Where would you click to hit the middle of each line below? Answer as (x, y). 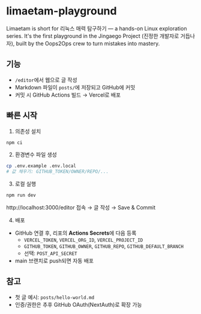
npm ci (14, 142)
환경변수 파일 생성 (36, 155)
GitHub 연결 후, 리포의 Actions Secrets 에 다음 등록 (76, 233)
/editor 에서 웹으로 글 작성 (46, 80)
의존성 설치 (28, 131)
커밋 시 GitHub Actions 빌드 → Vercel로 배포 (68, 95)
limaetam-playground (61, 11)
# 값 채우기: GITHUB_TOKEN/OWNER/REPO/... (58, 172)
